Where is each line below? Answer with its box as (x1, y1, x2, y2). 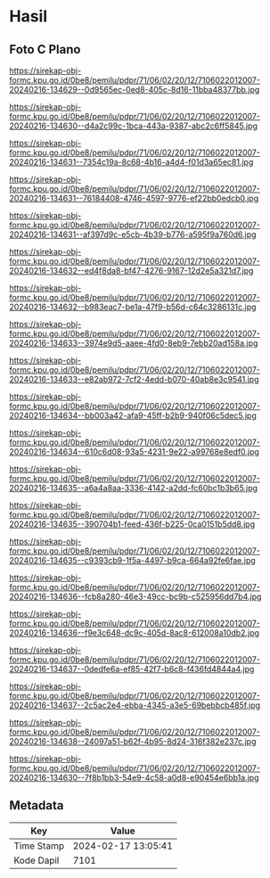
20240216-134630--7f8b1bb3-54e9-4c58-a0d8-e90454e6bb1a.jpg (9, 773, 259, 783)
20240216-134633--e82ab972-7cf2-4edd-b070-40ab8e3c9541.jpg (9, 374, 260, 384)
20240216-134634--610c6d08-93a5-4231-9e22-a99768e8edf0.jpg (9, 447, 260, 456)
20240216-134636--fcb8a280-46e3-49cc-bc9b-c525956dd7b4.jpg (9, 591, 262, 602)
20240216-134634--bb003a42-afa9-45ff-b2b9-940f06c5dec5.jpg (9, 410, 257, 421)
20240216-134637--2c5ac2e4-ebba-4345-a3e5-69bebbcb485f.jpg (9, 700, 261, 710)
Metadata (9, 798, 64, 813)
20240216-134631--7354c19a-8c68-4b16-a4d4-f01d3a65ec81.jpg (9, 157, 254, 167)
